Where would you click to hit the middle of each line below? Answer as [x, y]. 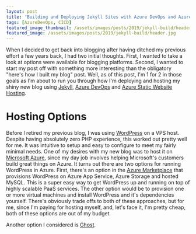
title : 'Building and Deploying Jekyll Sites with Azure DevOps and [91, 17]
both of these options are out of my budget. [59, 214]
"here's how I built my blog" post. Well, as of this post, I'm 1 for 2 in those [94, 75]
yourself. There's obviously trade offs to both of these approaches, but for [95, 201]
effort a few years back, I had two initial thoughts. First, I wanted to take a [94, 56]
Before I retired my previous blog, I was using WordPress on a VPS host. [93, 133]
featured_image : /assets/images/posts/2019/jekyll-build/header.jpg [91, 33]
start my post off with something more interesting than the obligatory [89, 68]
